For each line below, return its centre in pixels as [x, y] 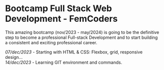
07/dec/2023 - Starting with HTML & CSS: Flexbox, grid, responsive [74, 52]
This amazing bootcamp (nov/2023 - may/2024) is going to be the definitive [82, 32]
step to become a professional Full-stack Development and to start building [82, 37]
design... [14, 57]
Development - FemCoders [62, 19]
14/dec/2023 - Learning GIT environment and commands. [64, 62]
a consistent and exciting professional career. [51, 42]
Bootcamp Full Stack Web [59, 9]
